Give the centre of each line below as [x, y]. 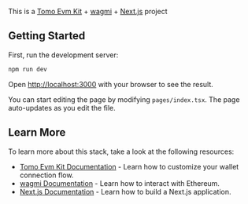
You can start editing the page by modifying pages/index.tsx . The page [124, 99]
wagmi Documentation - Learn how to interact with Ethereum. [120, 183]
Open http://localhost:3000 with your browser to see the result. [111, 84]
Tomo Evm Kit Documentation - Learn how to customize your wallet [129, 166]
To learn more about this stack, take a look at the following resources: [121, 151]
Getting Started [47, 36]
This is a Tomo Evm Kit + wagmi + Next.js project [88, 11]
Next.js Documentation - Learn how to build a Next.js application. [125, 191]
